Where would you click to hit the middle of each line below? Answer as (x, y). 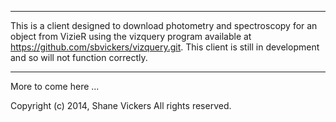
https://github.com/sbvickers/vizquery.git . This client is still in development (165, 47)
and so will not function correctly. (79, 57)
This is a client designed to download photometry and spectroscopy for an (164, 25)
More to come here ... (55, 86)
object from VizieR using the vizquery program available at (131, 36)
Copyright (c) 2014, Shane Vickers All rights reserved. (121, 105)
